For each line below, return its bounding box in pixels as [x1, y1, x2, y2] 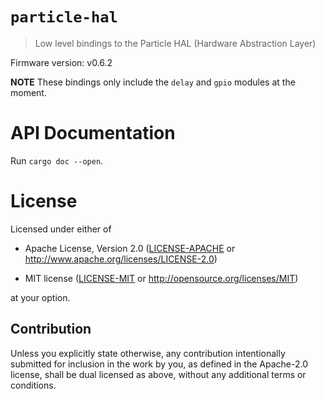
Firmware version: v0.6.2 [10, 56, 113, 68]
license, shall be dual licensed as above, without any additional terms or [10, 368, 307, 380]
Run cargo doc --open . [10, 154, 104, 167]
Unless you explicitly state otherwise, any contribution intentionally [10, 347, 286, 359]
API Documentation [10, 122, 176, 145]
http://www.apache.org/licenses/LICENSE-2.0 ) [24, 253, 218, 265]
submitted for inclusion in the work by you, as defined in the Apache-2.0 [10, 358, 308, 370]
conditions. [10, 379, 57, 391]
